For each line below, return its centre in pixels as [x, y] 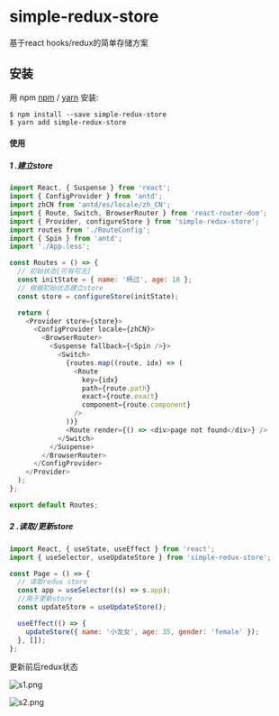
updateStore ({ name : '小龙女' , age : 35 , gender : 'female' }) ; [142, 632]
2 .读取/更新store [41, 527]
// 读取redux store [53, 582]
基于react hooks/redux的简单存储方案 [79, 42]
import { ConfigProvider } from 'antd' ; [86, 197]
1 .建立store [31, 165]
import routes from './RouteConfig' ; [80, 230]
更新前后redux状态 [44, 667]
